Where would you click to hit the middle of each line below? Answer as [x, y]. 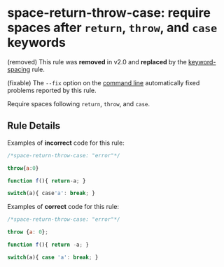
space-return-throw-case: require [109, 13]
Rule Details [34, 126]
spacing [19, 69]
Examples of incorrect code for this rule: [66, 143]
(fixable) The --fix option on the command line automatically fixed [104, 82]
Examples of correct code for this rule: [63, 207]
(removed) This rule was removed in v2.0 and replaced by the [97, 62]
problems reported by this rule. [52, 90]
